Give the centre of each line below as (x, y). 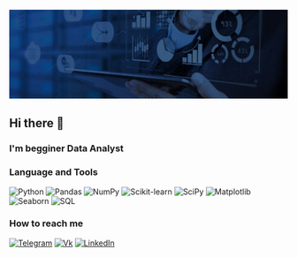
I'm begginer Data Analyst (66, 148)
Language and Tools (54, 172)
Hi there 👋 (37, 123)
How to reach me (46, 223)
